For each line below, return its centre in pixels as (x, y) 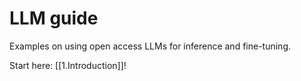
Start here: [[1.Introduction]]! (68, 65)
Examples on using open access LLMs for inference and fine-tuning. (150, 46)
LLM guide (54, 18)
